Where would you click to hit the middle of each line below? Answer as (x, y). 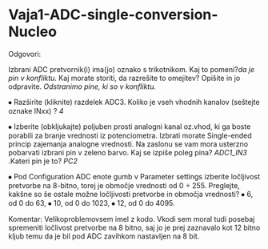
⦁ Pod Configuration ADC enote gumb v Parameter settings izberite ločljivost (134, 176)
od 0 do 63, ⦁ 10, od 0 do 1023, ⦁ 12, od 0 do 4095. (92, 203)
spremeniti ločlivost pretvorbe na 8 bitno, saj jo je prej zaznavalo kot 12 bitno (134, 227)
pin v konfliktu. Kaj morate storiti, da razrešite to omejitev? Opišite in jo (124, 78)
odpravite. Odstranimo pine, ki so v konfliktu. (82, 86)
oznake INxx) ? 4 (36, 110)
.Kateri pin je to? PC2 (43, 161)
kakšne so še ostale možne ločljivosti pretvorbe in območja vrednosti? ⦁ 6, (131, 194)
